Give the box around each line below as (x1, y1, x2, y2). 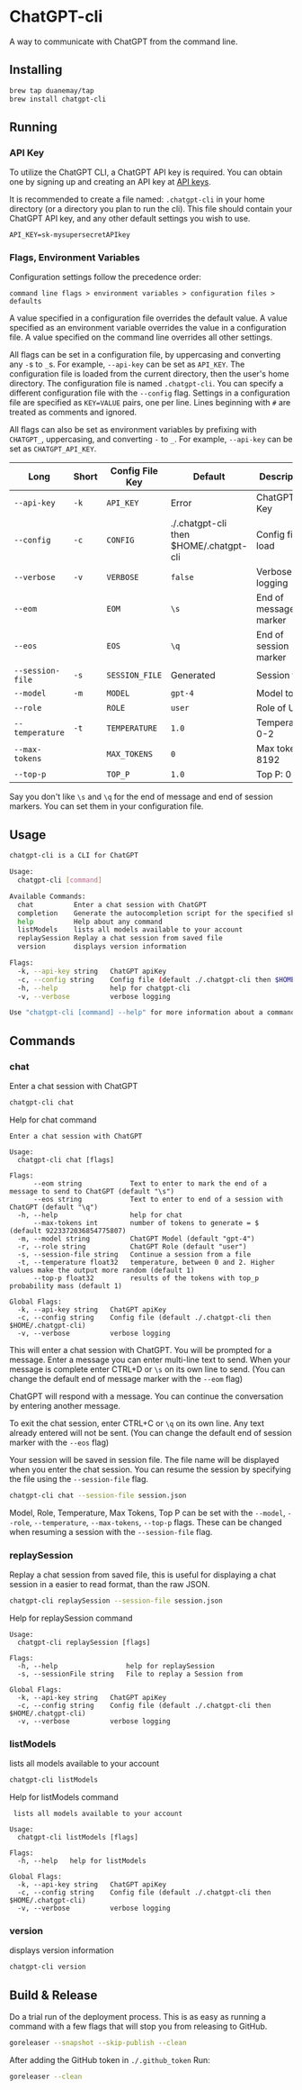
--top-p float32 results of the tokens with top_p (32, 1273, 259, 1283)
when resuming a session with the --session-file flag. (9, 1526, 213, 1537)
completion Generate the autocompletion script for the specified (17, 908, 283, 918)
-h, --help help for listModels (17, 1857, 147, 1866)
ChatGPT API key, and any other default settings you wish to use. (9, 214, 251, 224)
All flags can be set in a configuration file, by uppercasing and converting (9, 350, 281, 360)
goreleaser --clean (9, 2072, 83, 2081)
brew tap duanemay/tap (9, 86, 94, 95)
